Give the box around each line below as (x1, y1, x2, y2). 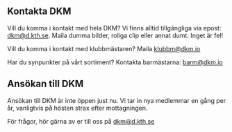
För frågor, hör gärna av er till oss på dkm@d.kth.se (7, 117, 155, 125)
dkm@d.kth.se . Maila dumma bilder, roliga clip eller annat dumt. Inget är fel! (7, 31, 224, 39)
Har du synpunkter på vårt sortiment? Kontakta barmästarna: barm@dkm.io (7, 58, 224, 66)
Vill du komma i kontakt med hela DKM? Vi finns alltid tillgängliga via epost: (7, 23, 222, 32)
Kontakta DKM (7, 6, 72, 17)
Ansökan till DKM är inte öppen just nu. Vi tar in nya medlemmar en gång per (7, 96, 226, 104)
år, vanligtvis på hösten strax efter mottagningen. (7, 104, 148, 112)
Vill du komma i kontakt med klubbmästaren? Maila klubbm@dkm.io (7, 44, 201, 53)
